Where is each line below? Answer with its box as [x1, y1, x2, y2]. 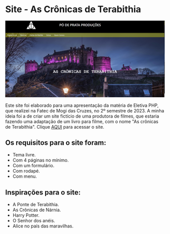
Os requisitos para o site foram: [5, 138, 106, 147]
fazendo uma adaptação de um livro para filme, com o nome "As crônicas [5, 118, 158, 125]
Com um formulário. [12, 163, 55, 169]
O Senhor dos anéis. [12, 218, 56, 224]
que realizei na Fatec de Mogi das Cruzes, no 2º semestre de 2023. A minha [5, 107, 164, 113]
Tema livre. [12, 152, 36, 158]
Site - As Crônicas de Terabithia [5, 4, 142, 15]
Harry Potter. [12, 212, 39, 218]
